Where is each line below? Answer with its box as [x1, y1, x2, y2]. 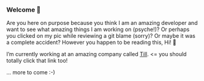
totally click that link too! [6, 57, 68, 65]
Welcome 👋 [6, 5, 41, 14]
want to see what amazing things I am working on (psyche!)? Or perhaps [6, 26, 190, 33]
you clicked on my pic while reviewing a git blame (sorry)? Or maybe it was [6, 32, 196, 40]
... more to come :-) [6, 69, 55, 76]
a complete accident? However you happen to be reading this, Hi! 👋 [6, 39, 176, 46]
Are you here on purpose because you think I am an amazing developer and [6, 19, 198, 27]
